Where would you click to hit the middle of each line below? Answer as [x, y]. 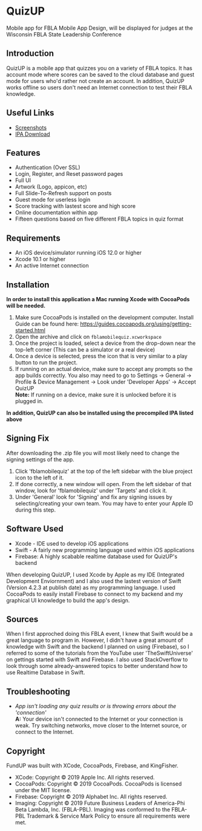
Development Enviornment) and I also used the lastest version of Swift [94, 581]
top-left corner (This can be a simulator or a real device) [85, 349]
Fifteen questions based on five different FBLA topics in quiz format [99, 219]
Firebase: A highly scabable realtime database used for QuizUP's [96, 556]
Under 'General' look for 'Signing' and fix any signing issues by [93, 497]
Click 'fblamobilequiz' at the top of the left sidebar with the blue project [104, 471]
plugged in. [29, 401]
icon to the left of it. [39, 478]
